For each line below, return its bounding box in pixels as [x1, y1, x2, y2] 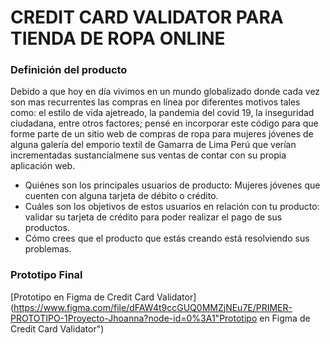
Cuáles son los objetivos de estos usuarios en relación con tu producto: [24, 201, 320, 213]
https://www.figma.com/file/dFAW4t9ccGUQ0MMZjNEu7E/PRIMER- [13, 301, 293, 313]
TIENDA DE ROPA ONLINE [10, 27, 226, 50]
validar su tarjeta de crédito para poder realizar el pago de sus [24, 211, 283, 223]
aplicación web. [10, 160, 76, 172]
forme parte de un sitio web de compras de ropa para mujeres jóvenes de [10, 128, 314, 140]
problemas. [24, 243, 72, 255]
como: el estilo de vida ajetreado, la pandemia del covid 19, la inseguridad [10, 107, 315, 119]
